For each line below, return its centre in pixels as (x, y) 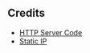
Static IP (33, 41)
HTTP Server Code (51, 32)
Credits (27, 13)
